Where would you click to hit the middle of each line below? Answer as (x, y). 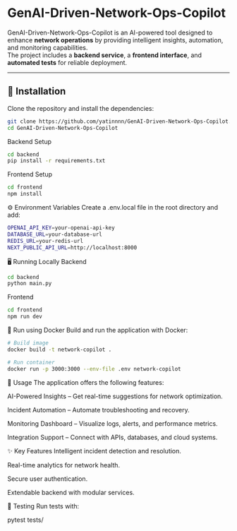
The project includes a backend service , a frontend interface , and (105, 55)
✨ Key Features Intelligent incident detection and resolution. (95, 451)
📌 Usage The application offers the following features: (86, 382)
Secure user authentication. (48, 479)
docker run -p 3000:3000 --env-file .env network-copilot (94, 369)
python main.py (30, 284)
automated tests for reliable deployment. (67, 62)
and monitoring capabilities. (48, 47)
